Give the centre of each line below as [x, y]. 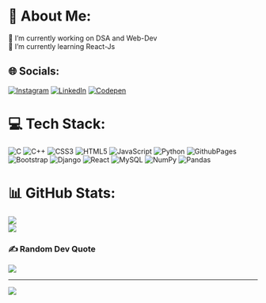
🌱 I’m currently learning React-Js [62, 46]
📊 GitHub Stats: [62, 193]
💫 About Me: [50, 16]
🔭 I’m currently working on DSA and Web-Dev [83, 38]
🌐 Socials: [34, 72]
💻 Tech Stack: [57, 124]
